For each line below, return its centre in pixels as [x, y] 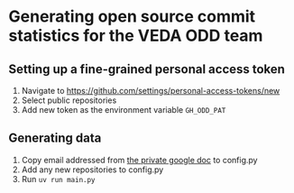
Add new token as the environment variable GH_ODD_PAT [124, 110]
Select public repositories [69, 100]
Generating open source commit [132, 17]
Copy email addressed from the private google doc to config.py [139, 160]
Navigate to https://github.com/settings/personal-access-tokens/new [151, 91]
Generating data [55, 138]
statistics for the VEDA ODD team [136, 36]
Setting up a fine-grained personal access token [147, 69]
